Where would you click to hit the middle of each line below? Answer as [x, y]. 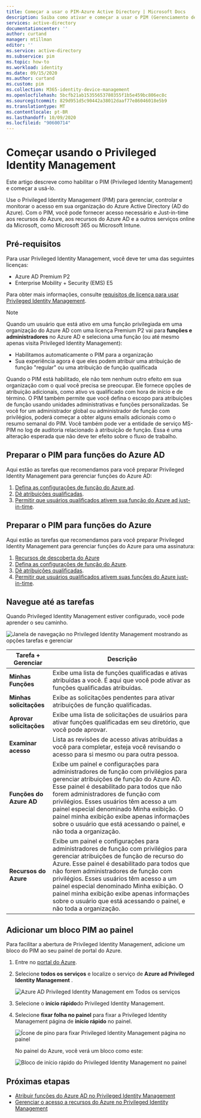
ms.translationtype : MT [36, 106]
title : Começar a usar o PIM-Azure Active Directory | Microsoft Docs [96, 12]
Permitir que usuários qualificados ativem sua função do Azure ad [96, 500]
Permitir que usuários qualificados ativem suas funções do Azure [95, 577]
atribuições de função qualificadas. [102, 705]
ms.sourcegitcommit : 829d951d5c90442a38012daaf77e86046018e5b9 [87, 101]
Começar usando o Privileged [81, 153]
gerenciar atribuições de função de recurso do [118, 856]
